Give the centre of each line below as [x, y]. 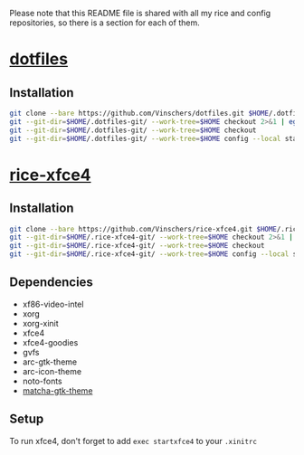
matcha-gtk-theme [57, 390]
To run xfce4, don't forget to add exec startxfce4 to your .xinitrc [133, 441]
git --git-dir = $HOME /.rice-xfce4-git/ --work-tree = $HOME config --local [149, 254]
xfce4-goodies [50, 342]
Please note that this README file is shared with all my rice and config [140, 13]
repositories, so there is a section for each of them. [105, 23]
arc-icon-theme [52, 371]
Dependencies [51, 283]
